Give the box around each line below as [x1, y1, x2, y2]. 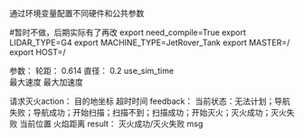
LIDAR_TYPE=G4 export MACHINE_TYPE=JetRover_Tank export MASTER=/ [9, 37, 290, 48]
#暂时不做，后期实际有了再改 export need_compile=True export [9, 27, 247, 38]
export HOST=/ [9, 47, 66, 57]
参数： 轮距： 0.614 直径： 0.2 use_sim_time [9, 66, 175, 76]
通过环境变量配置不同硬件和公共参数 [9, 8, 145, 18]
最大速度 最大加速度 [9, 77, 83, 87]
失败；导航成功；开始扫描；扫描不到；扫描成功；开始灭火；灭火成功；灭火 [9, 107, 287, 117]
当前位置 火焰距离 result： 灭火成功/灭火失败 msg [19, 118, 204, 129]
